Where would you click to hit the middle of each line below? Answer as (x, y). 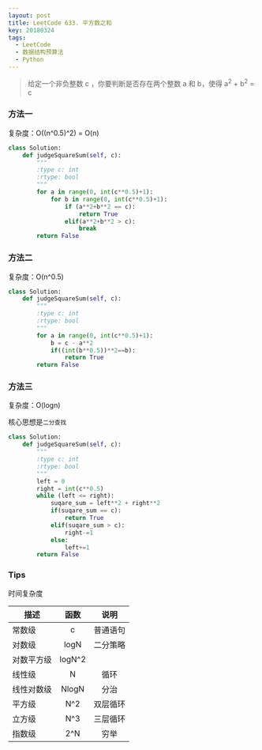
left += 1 (77, 547)
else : (59, 540)
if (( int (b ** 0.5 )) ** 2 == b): (93, 350)
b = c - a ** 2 (71, 343)
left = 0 (51, 481)
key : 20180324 (32, 30)
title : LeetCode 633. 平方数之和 (60, 23)
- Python (30, 60)
